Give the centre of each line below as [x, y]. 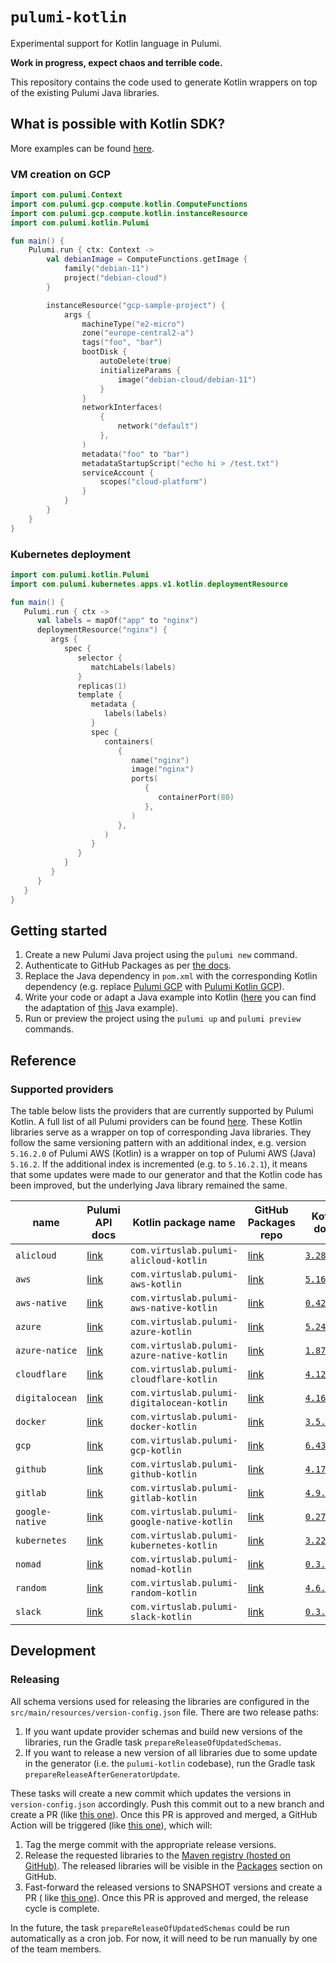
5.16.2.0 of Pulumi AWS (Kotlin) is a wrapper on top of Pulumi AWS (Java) [163, 1154]
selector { [100, 658]
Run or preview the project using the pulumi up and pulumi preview [163, 1019]
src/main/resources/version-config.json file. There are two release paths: [165, 1712]
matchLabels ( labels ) [133, 667]
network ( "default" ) [158, 426]
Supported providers [62, 1089]
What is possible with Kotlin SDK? [118, 124]
